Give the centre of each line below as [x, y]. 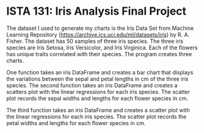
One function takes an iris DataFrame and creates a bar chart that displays [100, 72]
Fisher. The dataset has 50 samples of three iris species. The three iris [95, 41]
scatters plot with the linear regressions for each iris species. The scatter [98, 92]
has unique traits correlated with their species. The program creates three [99, 54]
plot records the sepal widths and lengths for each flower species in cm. [97, 98]
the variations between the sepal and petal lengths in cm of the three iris [97, 79]
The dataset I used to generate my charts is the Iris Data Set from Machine [100, 28]
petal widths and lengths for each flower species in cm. [76, 123]
